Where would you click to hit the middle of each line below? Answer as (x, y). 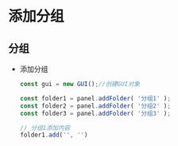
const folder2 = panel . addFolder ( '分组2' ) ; (95, 106)
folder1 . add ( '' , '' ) (54, 135)
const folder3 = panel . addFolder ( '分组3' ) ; (95, 113)
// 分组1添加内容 (44, 128)
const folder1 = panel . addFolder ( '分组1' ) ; (95, 98)
